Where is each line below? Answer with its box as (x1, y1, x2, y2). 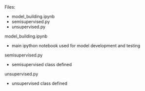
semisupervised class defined (11, 62, 72, 67)
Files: (4, 4, 16, 10)
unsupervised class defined (11, 80, 68, 86)
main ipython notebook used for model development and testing (11, 43, 141, 48)
